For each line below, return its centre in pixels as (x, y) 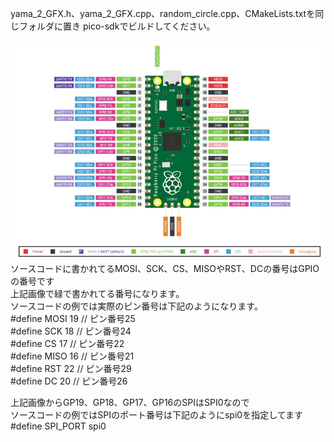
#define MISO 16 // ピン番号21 (72, 356)
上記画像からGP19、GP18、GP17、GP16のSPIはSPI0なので (130, 403)
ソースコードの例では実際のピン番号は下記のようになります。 (136, 306)
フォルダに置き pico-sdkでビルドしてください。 (117, 26)
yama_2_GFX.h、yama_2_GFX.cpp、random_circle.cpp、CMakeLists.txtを (163, 13)
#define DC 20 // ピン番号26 (69, 381)
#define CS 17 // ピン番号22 (67, 344)
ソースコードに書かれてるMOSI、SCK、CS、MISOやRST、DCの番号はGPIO (165, 269)
